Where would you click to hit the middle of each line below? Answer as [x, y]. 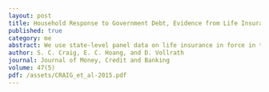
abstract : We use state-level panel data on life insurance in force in [132, 46]
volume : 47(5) [32, 68]
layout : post [30, 16]
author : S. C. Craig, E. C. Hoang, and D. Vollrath [96, 53]
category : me [30, 38]
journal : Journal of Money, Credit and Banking [89, 61]
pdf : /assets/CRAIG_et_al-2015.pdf [68, 75]
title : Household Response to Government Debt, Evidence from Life [123, 23]
